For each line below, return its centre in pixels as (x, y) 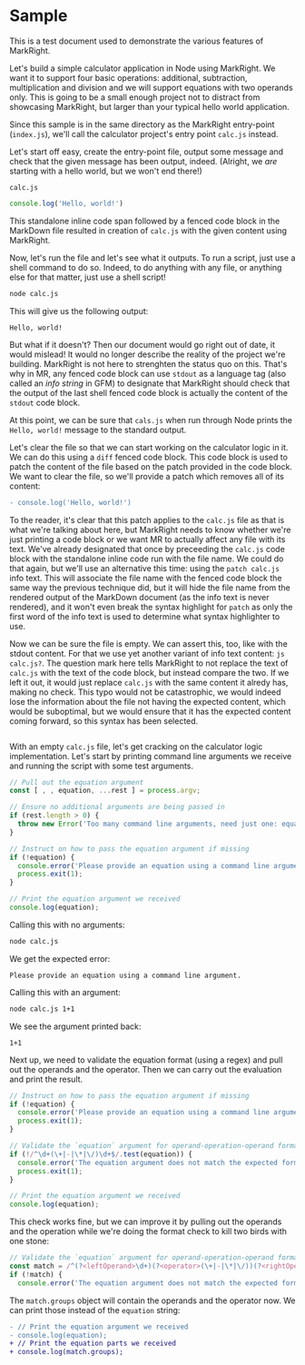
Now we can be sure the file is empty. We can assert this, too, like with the (148, 643)
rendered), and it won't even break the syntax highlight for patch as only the (151, 607)
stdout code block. (45, 402)
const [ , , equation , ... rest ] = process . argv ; (105, 791)
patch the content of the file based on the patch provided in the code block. (151, 466)
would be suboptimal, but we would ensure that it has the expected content (150, 711)
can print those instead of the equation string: (95, 1310)
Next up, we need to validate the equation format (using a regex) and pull (146, 1060)
